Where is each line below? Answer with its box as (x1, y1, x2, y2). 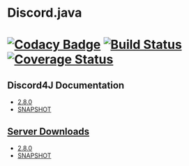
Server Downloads (7, 126, 90, 137)
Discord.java (7, 5, 82, 21)
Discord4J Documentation (7, 79, 125, 91)
